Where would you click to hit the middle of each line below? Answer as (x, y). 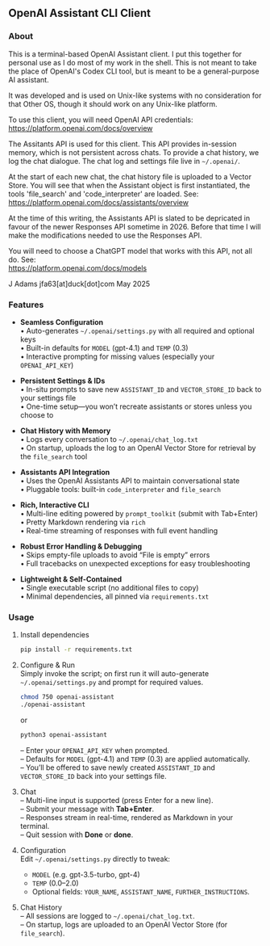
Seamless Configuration (62, 322)
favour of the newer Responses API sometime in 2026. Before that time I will (135, 226)
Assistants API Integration (65, 472)
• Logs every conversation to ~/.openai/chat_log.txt (109, 439)
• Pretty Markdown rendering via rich (83, 522)
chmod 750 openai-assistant (67, 697)
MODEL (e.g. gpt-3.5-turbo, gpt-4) (86, 874)
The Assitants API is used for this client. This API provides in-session (123, 144)
